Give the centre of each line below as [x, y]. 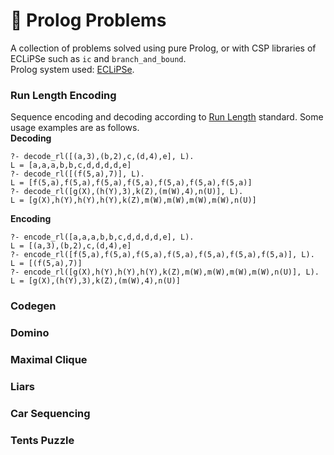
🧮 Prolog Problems [88, 20]
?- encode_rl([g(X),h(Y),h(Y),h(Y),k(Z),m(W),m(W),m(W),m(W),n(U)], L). [165, 272]
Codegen [33, 306]
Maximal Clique [49, 359]
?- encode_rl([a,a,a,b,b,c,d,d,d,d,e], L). [102, 237]
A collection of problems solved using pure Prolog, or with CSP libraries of [163, 48]
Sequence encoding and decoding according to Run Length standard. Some [167, 117]
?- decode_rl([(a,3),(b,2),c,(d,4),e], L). [102, 157]
